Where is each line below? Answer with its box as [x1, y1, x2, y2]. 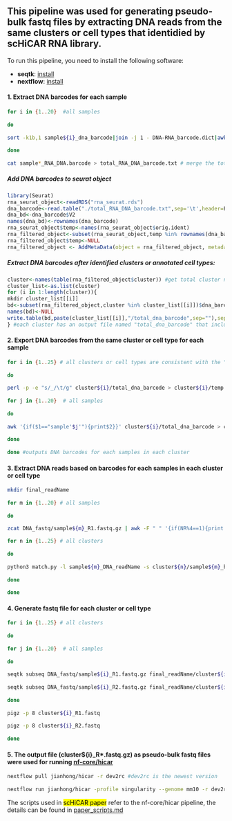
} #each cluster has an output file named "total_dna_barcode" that [7, 321, 209, 328]
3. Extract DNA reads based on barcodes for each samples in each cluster [7, 464, 223, 472]
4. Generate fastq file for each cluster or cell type [7, 604, 151, 612]
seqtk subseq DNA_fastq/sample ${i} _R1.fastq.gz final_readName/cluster [7, 671, 217, 678]
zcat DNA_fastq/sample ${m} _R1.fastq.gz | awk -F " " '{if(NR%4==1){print [7, 525, 224, 532]
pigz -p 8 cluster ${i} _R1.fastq [7, 710, 100, 716]
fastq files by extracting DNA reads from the [28, 17, 222, 28]
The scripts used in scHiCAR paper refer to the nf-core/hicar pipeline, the [7, 798, 216, 806]
